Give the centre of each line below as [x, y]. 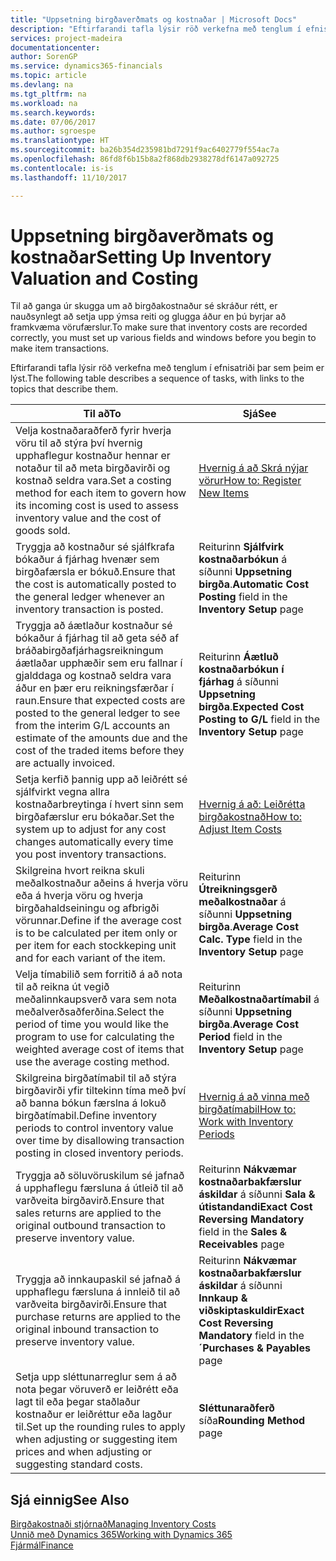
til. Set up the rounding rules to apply [100, 1427]
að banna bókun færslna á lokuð [91, 1103]
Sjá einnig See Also [70, 1499]
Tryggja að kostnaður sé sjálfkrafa [95, 547]
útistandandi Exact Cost [255, 1207]
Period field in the [240, 1037]
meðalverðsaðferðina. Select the [90, 1012]
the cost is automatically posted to [96, 584]
